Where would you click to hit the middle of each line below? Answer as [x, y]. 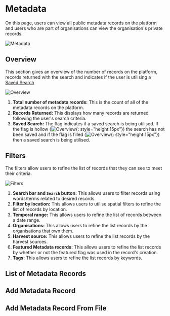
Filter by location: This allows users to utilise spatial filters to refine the [87, 204]
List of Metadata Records [46, 274]
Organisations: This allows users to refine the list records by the [80, 225]
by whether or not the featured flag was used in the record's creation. [85, 252]
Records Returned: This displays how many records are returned [80, 113]
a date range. [26, 220]
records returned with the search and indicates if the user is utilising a [78, 77]
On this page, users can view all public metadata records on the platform [81, 23]
